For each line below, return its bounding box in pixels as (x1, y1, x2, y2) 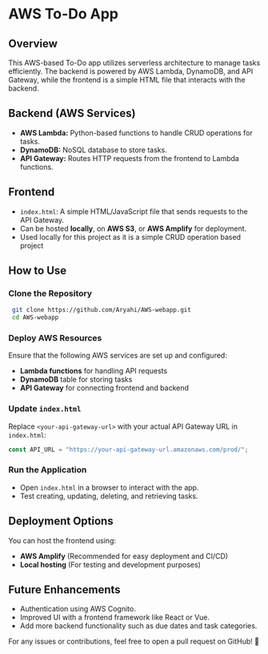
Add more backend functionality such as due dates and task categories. (19, 621, 258, 631)
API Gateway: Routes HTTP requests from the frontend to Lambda (19, 153, 240, 163)
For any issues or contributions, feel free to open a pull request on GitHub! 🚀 (8, 636, 260, 646)
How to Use (8, 264, 67, 277)
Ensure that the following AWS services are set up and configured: (8, 350, 228, 361)
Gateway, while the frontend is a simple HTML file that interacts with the (8, 75, 246, 84)
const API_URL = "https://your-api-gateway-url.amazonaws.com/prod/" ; (8, 446, 249, 454)
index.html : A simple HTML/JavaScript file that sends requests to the (19, 206, 248, 216)
